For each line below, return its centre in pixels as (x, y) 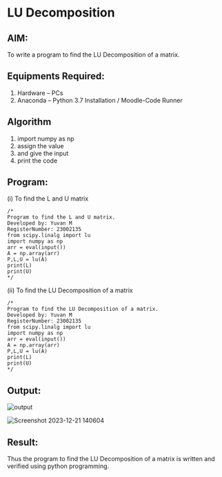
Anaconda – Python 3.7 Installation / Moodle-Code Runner (100, 100)
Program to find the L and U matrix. (61, 217)
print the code (37, 161)
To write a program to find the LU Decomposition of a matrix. (93, 54)
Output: (24, 390)
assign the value (40, 145)
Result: (23, 442)
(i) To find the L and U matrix (48, 199)
